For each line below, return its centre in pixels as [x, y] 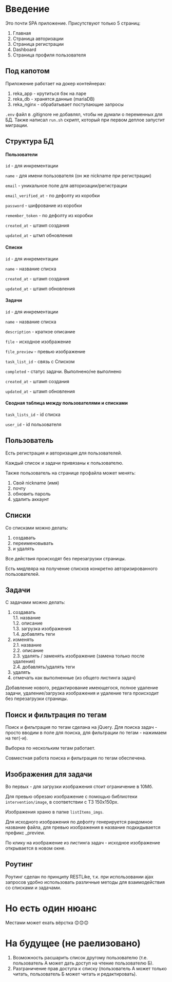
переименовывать [33, 543]
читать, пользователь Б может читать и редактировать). [75, 974]
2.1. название [27, 645]
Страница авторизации [38, 39]
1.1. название [27, 618]
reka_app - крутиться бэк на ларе [50, 93]
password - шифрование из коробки [44, 205]
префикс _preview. [25, 833]
